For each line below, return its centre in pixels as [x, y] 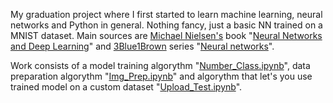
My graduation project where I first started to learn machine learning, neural [166, 14]
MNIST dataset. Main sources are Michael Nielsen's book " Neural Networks [166, 35]
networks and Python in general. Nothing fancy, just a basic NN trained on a [166, 25]
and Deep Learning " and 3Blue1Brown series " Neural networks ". [142, 46]
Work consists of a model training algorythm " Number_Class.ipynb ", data [160, 65]
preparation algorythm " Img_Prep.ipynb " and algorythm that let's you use [161, 76]
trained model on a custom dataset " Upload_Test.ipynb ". [126, 87]
